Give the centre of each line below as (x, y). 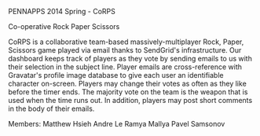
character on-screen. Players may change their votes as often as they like (128, 83)
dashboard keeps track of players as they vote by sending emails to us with (130, 59)
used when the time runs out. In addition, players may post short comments (130, 100)
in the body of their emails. (51, 108)
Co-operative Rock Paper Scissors (64, 26)
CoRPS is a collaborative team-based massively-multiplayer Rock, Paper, (126, 42)
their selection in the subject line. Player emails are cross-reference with (125, 67)
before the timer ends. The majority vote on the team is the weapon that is (128, 92)
